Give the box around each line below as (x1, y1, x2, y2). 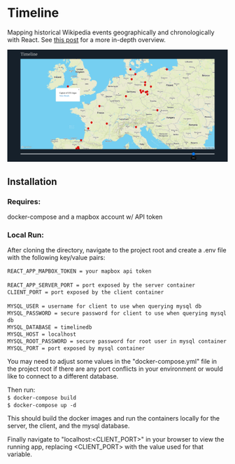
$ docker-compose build (7, 395, 77, 402)
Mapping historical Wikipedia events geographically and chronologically (7, 28, 215, 36)
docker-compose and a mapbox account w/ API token (7, 212, 163, 221)
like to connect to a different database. (7, 372, 119, 381)
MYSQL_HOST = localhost (7, 331, 77, 338)
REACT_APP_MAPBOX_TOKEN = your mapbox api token (7, 268, 152, 275)
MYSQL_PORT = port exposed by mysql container (7, 345, 145, 352)
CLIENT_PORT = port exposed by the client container (7, 289, 164, 296)
